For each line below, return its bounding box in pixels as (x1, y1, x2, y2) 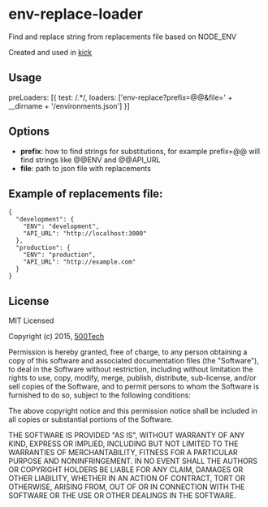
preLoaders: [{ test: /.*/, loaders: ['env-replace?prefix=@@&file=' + (8, 92, 233, 102)
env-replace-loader (8, 5, 144, 24)
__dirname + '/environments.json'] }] (8, 101, 130, 110)
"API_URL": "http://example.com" (23, 258, 136, 266)
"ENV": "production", (23, 251, 96, 260)
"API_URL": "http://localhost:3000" (23, 230, 148, 238)
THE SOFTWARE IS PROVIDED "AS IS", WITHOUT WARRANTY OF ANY (8, 431, 245, 440)
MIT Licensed (8, 316, 54, 325)
